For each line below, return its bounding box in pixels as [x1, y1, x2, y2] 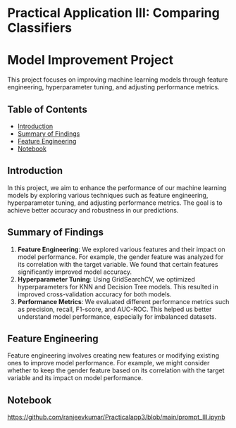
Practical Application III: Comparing [7, 5, 220, 21]
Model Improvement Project [7, 52, 174, 68]
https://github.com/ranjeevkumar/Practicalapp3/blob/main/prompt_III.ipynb [7, 413, 225, 422]
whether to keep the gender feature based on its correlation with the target [7, 366, 225, 374]
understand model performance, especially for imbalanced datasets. [17, 312, 217, 321]
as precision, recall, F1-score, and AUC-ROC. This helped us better [17, 305, 212, 313]
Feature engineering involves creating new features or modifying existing [7, 351, 220, 360]
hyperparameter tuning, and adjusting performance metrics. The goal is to [7, 199, 223, 207]
